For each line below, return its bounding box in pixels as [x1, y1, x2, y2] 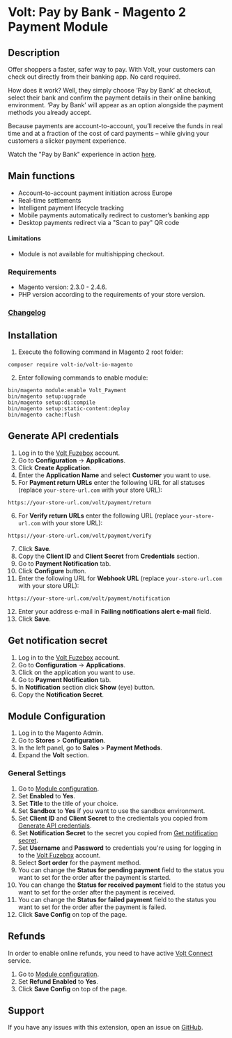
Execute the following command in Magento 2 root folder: [17, 348, 184, 356]
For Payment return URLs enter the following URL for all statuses [17, 478, 205, 486]
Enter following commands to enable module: [17, 373, 148, 382]
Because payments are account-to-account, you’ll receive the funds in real [8, 122, 224, 130]
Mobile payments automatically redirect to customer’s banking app [17, 210, 210, 219]
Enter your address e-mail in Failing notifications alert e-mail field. [17, 607, 212, 615]
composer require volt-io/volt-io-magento [8, 362, 133, 369]
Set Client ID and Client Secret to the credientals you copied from [17, 814, 208, 822]
